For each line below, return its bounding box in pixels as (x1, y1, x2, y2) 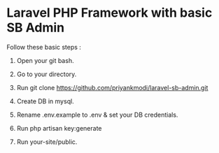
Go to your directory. (16, 70, 77, 78)
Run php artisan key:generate (16, 124, 102, 132)
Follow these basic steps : (6, 43, 82, 51)
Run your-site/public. (16, 138, 78, 146)
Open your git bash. (16, 56, 74, 64)
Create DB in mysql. (16, 96, 74, 105)
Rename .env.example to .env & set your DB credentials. (16, 110, 178, 119)
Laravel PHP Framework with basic (6, 5, 213, 21)
